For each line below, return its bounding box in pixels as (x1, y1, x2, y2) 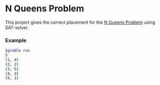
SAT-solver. (5, 24, 29, 30)
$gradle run (5, 48, 30, 53)
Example (5, 37, 27, 43)
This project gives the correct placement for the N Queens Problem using (5, 19, 156, 25)
